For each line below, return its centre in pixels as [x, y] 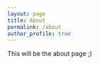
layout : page [27, 14]
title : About [27, 20]
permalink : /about [34, 27]
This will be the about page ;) [50, 54]
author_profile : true [39, 34]
